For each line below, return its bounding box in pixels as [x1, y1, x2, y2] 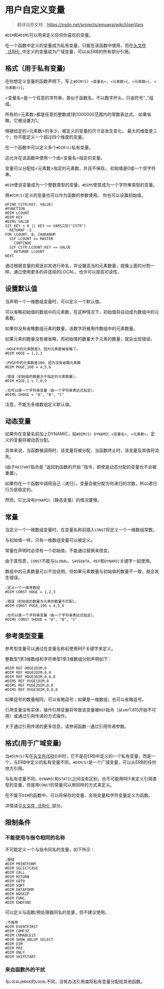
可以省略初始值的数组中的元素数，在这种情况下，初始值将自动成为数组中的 [5, 309, 155, 315]
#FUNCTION [5, 206, 25, 211]
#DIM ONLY [5, 950, 25, 955]
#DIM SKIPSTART [5, 954, 36, 959]
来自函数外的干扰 [5, 966, 45, 973]
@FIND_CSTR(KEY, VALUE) [5, 202, 54, 207]
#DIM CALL [5, 870, 25, 875]
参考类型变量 [5, 632, 44, 640]
